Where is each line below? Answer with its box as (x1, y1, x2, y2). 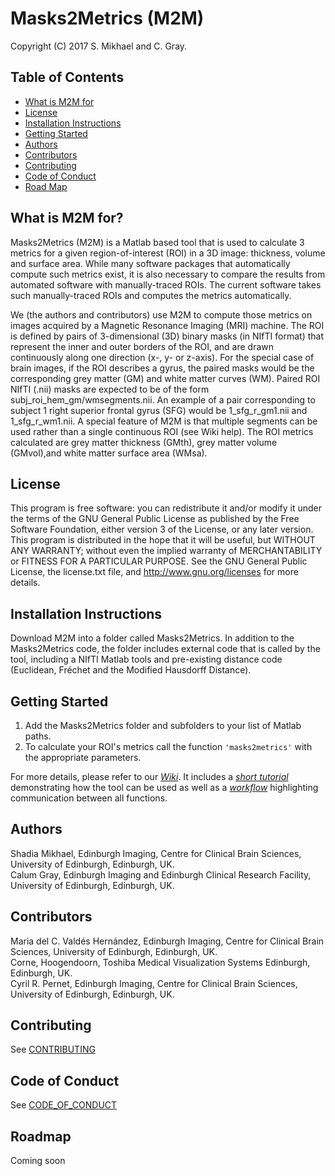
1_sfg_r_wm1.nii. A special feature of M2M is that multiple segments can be (10, 415, 318, 427)
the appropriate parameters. (24, 752, 142, 763)
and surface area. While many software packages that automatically (10, 257, 291, 269)
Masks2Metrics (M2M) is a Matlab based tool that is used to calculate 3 (10, 236, 305, 248)
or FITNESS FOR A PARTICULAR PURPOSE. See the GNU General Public (10, 555, 308, 567)
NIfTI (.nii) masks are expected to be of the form (10, 383, 210, 395)
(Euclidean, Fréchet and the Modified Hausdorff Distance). (10, 664, 252, 676)
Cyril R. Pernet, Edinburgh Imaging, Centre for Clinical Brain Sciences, (10, 977, 298, 989)
